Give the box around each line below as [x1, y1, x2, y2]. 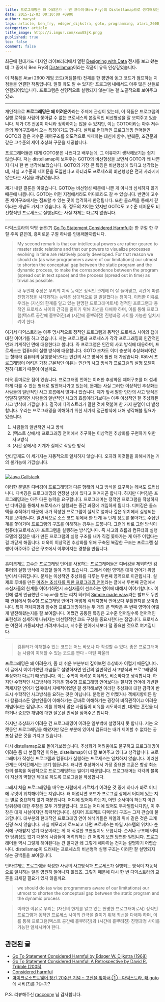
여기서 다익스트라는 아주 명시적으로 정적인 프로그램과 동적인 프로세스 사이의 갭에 [5, 329, 159, 335]
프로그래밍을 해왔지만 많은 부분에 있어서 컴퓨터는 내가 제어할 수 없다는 [18, 726, 152, 732]
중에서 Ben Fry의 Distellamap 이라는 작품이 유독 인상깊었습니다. [15, 64, 137, 70]
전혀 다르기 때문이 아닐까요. [5, 366, 58, 372]
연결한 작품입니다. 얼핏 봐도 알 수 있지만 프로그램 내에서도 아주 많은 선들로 [18, 81, 160, 87]
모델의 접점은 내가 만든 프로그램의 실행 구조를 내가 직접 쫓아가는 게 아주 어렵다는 [5, 533, 159, 539]
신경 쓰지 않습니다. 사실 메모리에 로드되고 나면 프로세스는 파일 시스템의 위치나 [5, 821, 153, 827]
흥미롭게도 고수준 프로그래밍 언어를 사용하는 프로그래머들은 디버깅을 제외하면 [5, 561, 152, 567]
